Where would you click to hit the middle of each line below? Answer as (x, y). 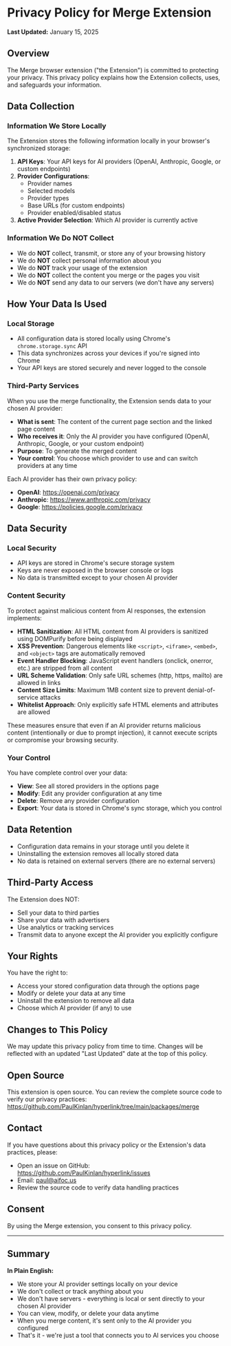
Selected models (51, 191)
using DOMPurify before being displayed (75, 638)
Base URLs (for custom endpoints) (76, 205)
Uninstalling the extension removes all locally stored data (98, 853)
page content (36, 429)
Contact (25, 1128)
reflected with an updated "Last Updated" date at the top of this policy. (107, 1054)
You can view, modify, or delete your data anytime (88, 1313)
